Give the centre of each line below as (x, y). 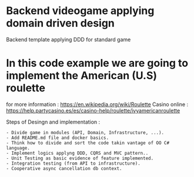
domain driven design (60, 23)
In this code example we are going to (97, 63)
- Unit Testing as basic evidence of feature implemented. (80, 158)
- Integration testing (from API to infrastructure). (73, 163)
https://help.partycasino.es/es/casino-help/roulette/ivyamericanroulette (93, 110)
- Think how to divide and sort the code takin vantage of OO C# (88, 143)
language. (18, 148)
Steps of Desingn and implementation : (53, 122)
